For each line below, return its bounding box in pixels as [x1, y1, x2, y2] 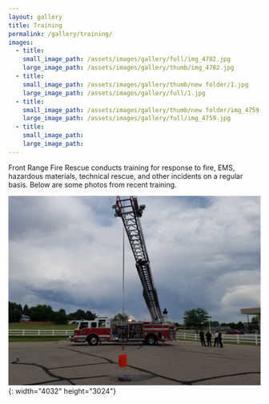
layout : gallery [8, 13, 62, 21]
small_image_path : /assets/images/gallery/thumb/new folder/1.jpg [22, 80, 249, 88]
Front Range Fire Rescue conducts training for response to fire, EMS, [8, 163, 235, 172]
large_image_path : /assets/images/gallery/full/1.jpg [22, 89, 206, 97]
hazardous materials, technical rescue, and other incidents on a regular [8, 171, 243, 180]
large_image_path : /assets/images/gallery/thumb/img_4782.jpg [22, 64, 235, 72]
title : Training [8, 21, 62, 30]
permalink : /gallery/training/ [8, 30, 113, 38]
